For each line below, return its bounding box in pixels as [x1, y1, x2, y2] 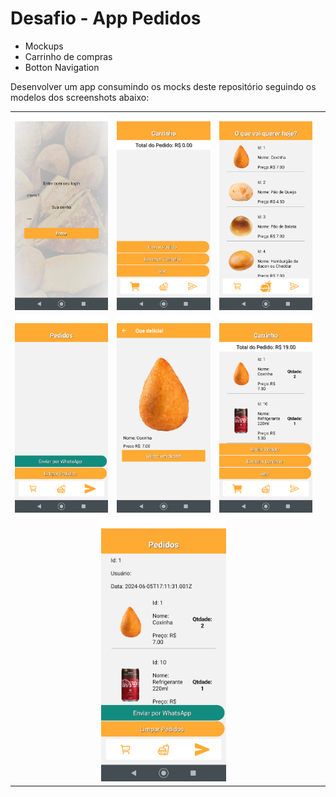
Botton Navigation [24, 61, 100, 73]
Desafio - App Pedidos [10, 7, 202, 30]
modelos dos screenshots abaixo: [10, 91, 150, 103]
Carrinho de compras [24, 50, 113, 62]
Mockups [24, 40, 64, 52]
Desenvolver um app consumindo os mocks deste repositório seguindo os [10, 80, 317, 92]
